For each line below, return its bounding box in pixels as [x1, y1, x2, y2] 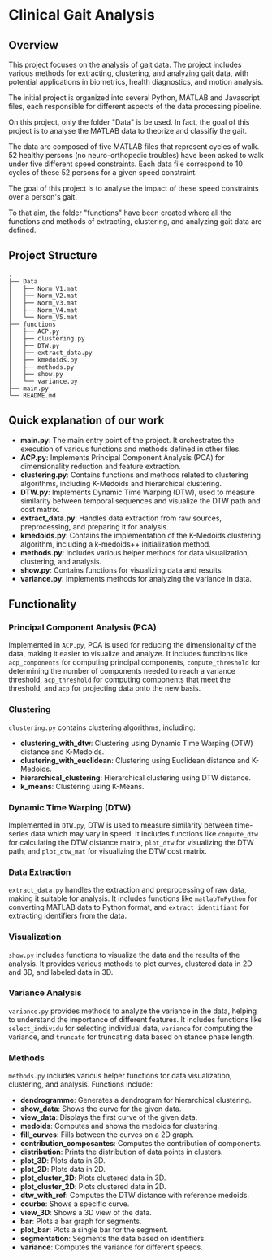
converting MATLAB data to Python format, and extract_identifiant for [8, 902, 249, 912]
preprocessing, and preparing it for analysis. [19, 521, 169, 531]
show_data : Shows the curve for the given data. [19, 1104, 182, 1113]
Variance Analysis [8, 987, 82, 999]
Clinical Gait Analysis [8, 6, 156, 24]
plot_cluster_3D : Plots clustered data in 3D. [19, 1173, 166, 1183]
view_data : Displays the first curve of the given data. [19, 1113, 198, 1122]
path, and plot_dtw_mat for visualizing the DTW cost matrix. [8, 845, 207, 856]
